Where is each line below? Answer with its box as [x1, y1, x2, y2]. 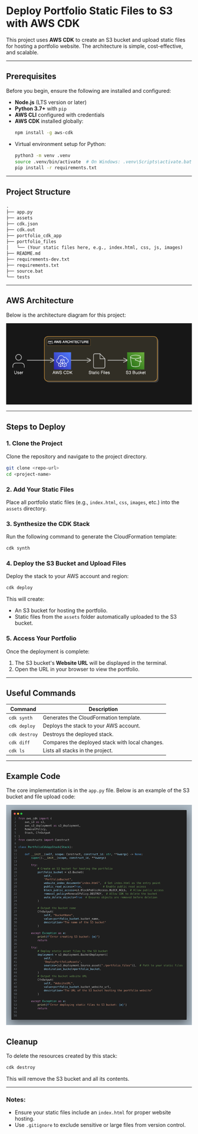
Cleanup [6, 1036, 38, 1047]
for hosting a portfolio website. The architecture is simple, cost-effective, [6, 43, 183, 50]
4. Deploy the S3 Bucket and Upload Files [6, 559, 127, 567]
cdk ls [8, 748, 25, 754]
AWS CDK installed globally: [14, 117, 84, 125]
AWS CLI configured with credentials [14, 111, 105, 118]
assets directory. [6, 505, 47, 512]
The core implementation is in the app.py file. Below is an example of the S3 [6, 787, 190, 794]
